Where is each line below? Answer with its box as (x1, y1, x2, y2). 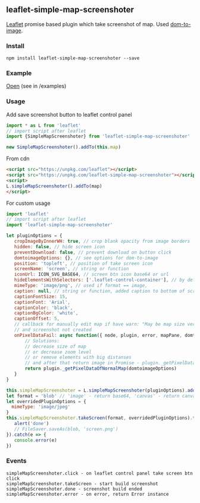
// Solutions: (24, 338, 60, 344)
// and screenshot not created (14, 327, 92, 333)
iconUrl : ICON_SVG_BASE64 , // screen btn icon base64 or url (14, 271, 169, 277)
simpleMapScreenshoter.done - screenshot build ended (6, 486, 143, 492)
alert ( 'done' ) (14, 421, 49, 427)
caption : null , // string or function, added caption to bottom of (14, 288, 185, 294)
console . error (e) (14, 437, 58, 443)
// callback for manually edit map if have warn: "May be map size (14, 321, 185, 327)
